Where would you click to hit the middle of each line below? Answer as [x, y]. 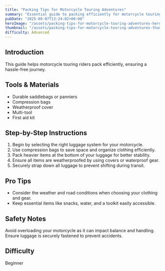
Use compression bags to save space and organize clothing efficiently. [84, 150]
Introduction [25, 52]
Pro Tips [18, 181]
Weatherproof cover [33, 107]
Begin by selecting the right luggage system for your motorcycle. [78, 145]
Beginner [14, 263]
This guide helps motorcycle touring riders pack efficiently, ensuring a [76, 64]
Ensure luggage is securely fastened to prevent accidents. [64, 236]
